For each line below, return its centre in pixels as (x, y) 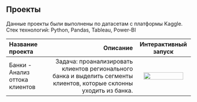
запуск (164, 51)
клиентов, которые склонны (93, 83)
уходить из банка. (107, 90)
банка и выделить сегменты (93, 76)
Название (23, 44)
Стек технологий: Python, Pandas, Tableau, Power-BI (71, 30)
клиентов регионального (97, 68)
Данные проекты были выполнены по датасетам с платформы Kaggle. (94, 23)
